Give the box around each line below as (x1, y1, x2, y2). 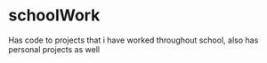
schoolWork (8, 5, 101, 26)
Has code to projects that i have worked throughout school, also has (8, 35, 259, 45)
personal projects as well (8, 43, 100, 54)
